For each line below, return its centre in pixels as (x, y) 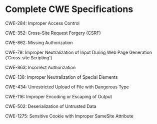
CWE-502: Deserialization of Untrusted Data (51, 106)
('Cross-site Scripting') (29, 57)
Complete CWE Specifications (69, 9)
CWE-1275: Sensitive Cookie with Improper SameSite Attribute (69, 116)
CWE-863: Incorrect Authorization (40, 67)
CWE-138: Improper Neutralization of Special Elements (61, 77)
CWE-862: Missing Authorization (39, 42)
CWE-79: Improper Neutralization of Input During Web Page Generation (79, 52)
